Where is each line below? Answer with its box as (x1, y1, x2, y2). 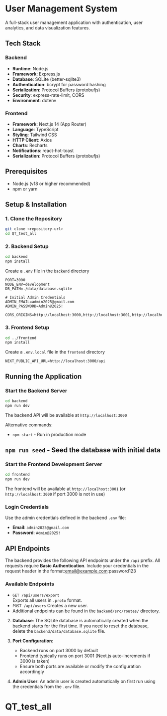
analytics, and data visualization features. (5, 24, 90, 30)
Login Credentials (5, 504, 49, 511)
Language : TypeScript (12, 126, 59, 132)
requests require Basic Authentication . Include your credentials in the (5, 563, 149, 569)
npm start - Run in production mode (12, 431, 86, 437)
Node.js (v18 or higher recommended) (12, 180, 90, 186)
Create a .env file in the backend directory (5, 268, 89, 274)
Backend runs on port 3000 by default (19, 647, 98, 653)
